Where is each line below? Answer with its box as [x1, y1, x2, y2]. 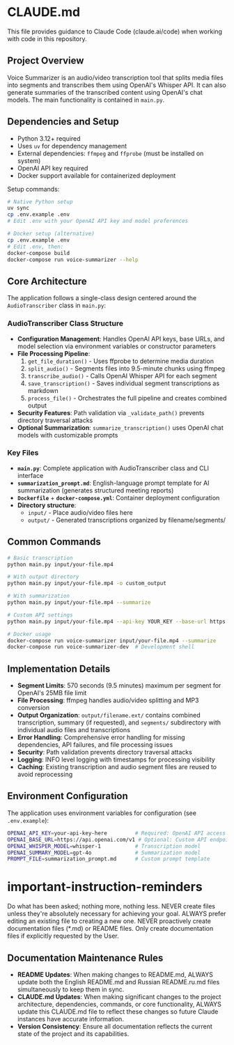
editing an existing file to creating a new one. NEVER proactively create [7, 917, 211, 925]
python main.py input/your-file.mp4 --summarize [7, 599, 151, 606]
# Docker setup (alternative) [7, 231, 95, 238]
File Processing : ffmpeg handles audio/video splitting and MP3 [17, 696, 199, 704]
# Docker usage [7, 630, 52, 637]
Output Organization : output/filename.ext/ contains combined [17, 711, 201, 720]
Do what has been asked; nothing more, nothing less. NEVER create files [7, 902, 216, 911]
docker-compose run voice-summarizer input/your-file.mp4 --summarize [7, 637, 217, 644]
